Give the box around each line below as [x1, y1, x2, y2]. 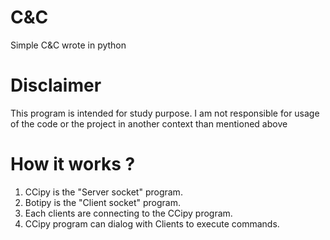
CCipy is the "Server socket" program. [24, 186, 183, 198]
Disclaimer [10, 74, 102, 97]
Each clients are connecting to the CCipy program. [24, 207, 233, 219]
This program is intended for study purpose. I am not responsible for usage [10, 107, 320, 119]
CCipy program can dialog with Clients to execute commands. [24, 217, 280, 230]
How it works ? [10, 153, 136, 176]
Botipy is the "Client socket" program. [24, 196, 181, 208]
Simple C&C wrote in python [10, 39, 127, 51]
